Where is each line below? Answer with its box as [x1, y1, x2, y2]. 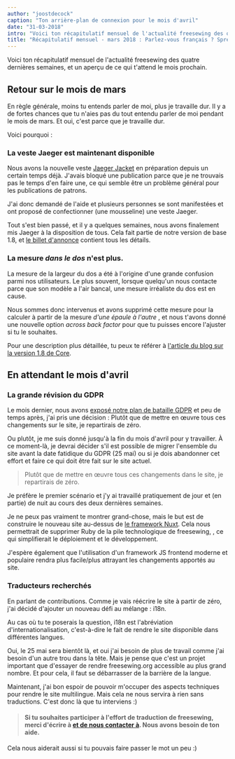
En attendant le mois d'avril [7, 369, 129, 381]
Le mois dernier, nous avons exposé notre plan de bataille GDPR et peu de [7, 406, 222, 415]
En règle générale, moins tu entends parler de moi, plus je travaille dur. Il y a [7, 102, 226, 110]
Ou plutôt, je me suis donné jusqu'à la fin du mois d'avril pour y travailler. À [7, 434, 223, 443]
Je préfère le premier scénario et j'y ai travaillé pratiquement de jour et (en [7, 492, 222, 500]
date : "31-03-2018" [7, 23, 64, 30]
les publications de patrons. [7, 187, 87, 195]
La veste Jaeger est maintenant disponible [7, 148, 155, 158]
